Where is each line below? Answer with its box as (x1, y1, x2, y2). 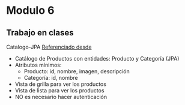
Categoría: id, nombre (23, 74, 78, 81)
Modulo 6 (6, 4, 55, 17)
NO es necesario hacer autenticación (14, 94, 107, 100)
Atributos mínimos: (14, 61, 62, 68)
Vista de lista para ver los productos (14, 87, 105, 94)
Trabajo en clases (6, 28, 74, 38)
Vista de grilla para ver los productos (14, 80, 107, 88)
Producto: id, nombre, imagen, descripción (23, 68, 130, 75)
